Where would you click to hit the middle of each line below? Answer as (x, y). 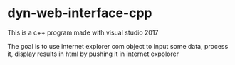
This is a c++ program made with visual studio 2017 (83, 32)
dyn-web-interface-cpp (80, 13)
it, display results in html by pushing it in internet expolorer (93, 54)
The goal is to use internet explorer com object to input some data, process (118, 46)
